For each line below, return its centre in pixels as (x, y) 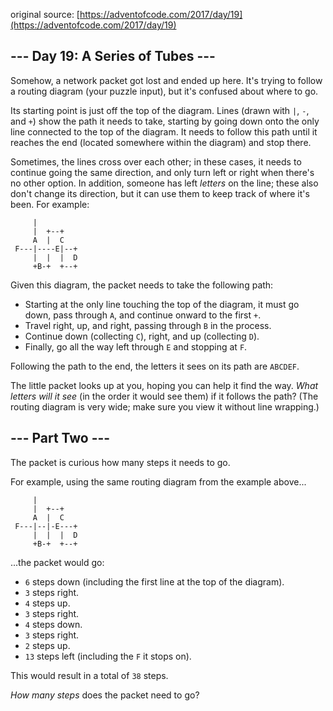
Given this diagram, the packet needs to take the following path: (142, 285)
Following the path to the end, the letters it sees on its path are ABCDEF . (155, 366)
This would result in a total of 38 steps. (89, 675)
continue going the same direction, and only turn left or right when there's (162, 172)
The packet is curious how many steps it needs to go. (120, 462)
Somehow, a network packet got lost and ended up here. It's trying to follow (166, 80)
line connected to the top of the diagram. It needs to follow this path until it (164, 131)
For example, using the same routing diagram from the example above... (158, 481)
